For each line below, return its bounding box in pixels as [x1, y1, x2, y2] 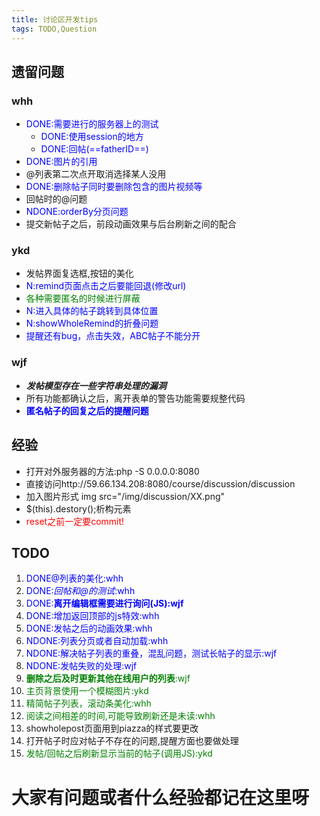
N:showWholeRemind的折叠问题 [25, 317, 159, 330]
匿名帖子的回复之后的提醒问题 [25, 404, 149, 416]
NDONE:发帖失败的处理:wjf [25, 660, 138, 672]
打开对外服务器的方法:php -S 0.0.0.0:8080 [25, 465, 200, 477]
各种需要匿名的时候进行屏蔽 [25, 292, 141, 305]
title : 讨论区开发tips [11, 14, 99, 25]
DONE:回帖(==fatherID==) [40, 143, 149, 155]
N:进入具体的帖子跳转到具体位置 [25, 305, 159, 317]
